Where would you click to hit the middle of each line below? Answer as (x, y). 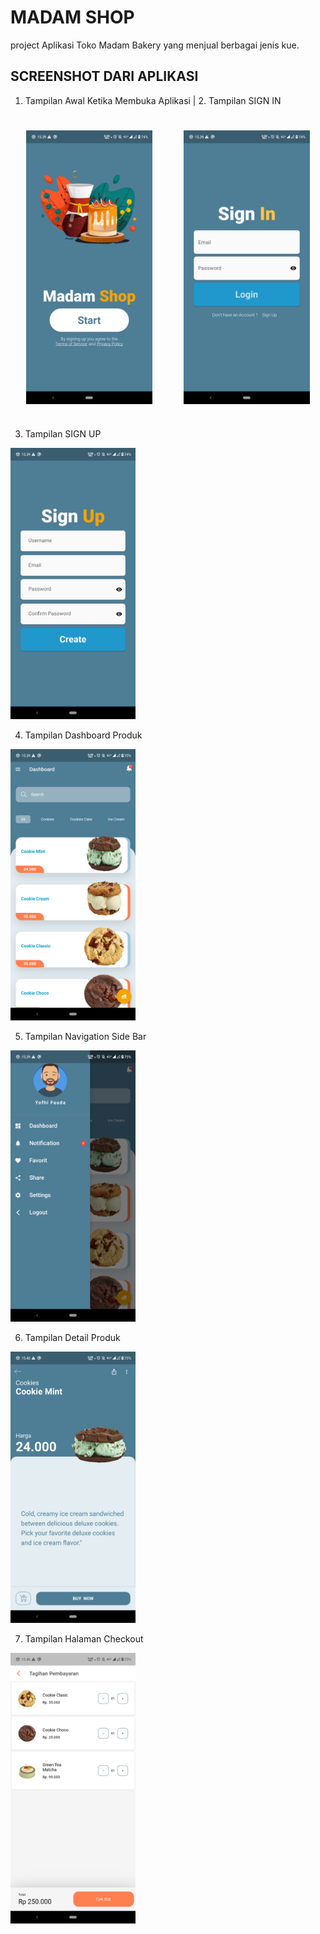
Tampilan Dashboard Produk (83, 735)
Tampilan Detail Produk (72, 1337)
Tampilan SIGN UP (63, 433)
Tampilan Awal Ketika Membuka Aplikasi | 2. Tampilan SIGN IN (153, 100)
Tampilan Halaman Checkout (84, 1638)
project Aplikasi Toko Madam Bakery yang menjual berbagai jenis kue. (155, 45)
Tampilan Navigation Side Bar (85, 1036)
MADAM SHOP (72, 17)
